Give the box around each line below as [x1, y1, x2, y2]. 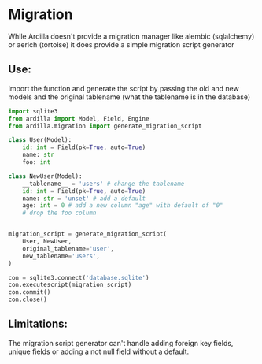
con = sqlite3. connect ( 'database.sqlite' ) [8, 273, 149, 281]
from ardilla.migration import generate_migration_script [8, 122, 202, 130]
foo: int [22, 158, 51, 166]
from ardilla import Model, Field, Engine [8, 114, 149, 123]
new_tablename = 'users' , [22, 252, 101, 260]
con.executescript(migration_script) [8, 281, 132, 289]
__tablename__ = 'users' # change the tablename [22, 180, 185, 188]
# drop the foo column [22, 209, 97, 217]
